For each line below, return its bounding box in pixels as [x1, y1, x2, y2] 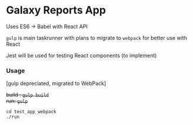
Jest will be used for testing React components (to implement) [6, 52, 157, 59]
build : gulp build [6, 92, 49, 99]
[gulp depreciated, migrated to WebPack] [6, 80, 107, 87]
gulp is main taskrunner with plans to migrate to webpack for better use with [6, 34, 187, 41]
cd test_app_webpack [6, 109, 57, 115]
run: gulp [6, 97, 28, 104]
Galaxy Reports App [6, 4, 106, 17]
